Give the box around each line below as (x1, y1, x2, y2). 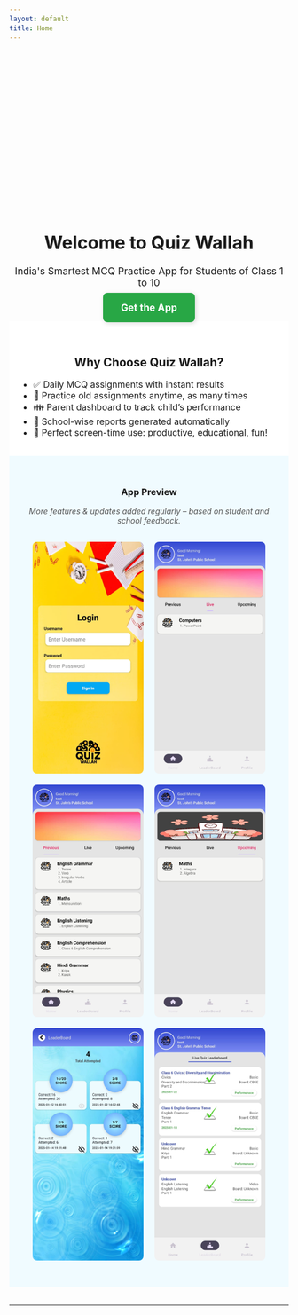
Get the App (121, 302, 177, 314)
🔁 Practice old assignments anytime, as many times (33, 390, 248, 402)
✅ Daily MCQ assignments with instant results (33, 378, 224, 390)
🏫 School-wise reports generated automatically (33, 415, 231, 428)
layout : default (9, 14, 69, 23)
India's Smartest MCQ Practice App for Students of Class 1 (14, 264, 284, 278)
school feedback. (116, 516, 182, 526)
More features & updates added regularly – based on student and (28, 506, 270, 516)
